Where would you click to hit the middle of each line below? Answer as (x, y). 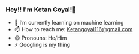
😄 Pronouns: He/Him (40, 38)
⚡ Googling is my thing (42, 45)
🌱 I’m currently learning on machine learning (69, 23)
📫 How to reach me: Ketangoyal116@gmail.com (73, 29)
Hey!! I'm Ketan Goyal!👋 (41, 10)
